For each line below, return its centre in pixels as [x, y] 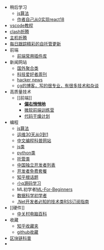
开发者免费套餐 [32, 171]
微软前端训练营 [39, 110]
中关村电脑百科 [32, 214]
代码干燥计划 [37, 116]
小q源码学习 [29, 183]
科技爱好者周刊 [32, 74]
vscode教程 [21, 25]
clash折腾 [19, 31]
